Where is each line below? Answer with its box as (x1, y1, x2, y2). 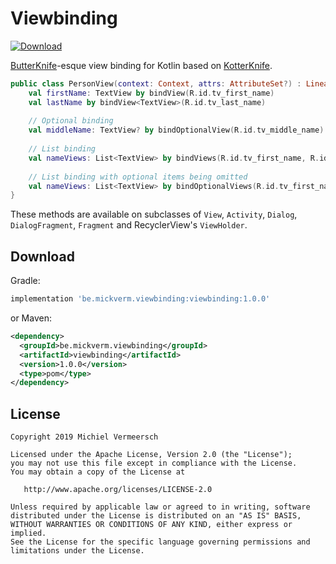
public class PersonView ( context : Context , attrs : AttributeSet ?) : (10, 78, 302, 89)
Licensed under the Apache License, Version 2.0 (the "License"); (10, 450, 293, 460)
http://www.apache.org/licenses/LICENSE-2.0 (23, 485, 213, 495)
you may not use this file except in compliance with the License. (10, 458, 298, 469)
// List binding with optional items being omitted (28, 172, 248, 182)
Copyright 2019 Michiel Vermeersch (10, 432, 159, 442)
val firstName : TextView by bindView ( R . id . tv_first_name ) (28, 88, 275, 98)
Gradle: (10, 275, 41, 287)
